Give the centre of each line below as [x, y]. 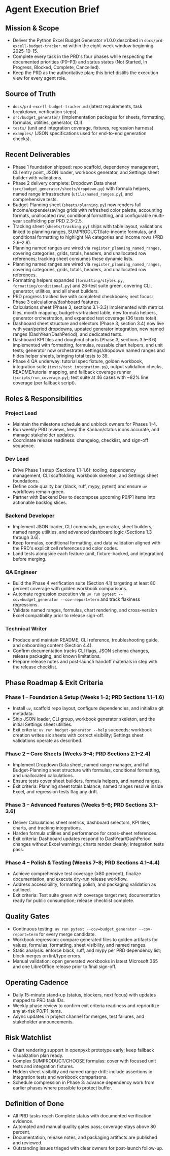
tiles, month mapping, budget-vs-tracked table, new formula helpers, [85, 312]
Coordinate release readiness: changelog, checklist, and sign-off [80, 440]
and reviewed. [27, 1143]
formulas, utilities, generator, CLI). [48, 122]
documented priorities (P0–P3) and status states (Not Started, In [80, 62]
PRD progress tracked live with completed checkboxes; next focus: [83, 296]
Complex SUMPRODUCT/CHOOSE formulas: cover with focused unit [84, 1061]
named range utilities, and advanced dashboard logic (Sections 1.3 [82, 532]
